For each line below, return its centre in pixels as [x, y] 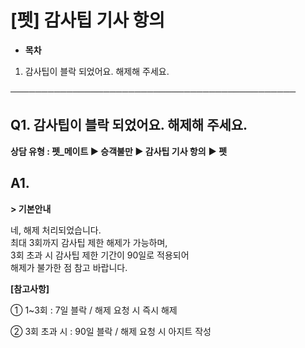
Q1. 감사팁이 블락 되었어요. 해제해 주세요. [129, 125]
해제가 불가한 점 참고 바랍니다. [69, 267]
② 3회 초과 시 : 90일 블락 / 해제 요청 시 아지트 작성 [111, 331]
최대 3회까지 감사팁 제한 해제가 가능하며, [89, 242]
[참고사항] [30, 288]
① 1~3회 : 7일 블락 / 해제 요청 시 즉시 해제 [94, 310]
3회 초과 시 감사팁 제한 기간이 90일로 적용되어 [100, 255]
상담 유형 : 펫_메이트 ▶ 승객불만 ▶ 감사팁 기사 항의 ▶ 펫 [119, 151]
